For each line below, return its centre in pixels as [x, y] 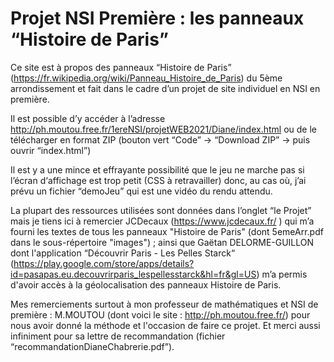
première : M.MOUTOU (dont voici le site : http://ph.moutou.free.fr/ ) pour [160, 314]
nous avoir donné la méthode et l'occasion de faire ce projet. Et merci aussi [165, 325]
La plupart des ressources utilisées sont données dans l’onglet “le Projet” [161, 210]
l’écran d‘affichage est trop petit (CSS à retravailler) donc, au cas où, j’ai [158, 180]
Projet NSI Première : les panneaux [157, 18]
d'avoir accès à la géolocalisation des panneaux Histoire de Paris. [146, 284]
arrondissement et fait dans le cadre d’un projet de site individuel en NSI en [165, 88]
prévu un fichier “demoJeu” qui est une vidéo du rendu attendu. [141, 191]
